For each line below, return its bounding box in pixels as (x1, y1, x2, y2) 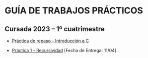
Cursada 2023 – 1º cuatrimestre (4, 25, 105, 33)
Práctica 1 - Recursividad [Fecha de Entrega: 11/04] (11, 48, 117, 53)
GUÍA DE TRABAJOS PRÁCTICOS (4, 5, 144, 16)
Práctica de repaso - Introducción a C (11, 38, 89, 44)
